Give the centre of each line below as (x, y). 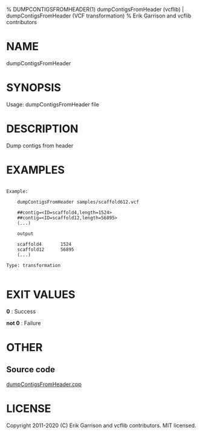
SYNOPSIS (34, 88)
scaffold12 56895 (46, 250)
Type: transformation (34, 265)
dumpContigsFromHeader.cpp (44, 384)
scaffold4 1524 (44, 244)
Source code (31, 369)
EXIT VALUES (41, 295)
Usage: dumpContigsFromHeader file (53, 104)
